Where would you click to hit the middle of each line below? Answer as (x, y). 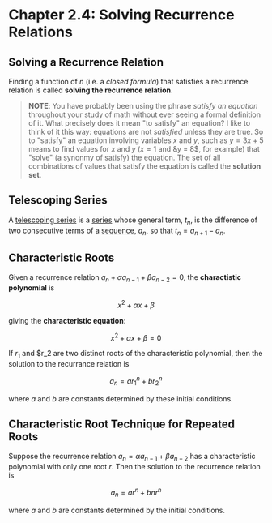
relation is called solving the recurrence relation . (91, 90)
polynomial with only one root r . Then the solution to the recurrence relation (134, 467)
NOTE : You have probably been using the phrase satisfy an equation (143, 106)
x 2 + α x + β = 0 (136, 337)
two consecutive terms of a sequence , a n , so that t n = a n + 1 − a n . (117, 231)
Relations (40, 32)
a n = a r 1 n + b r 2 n (136, 381)
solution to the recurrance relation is (69, 364)
